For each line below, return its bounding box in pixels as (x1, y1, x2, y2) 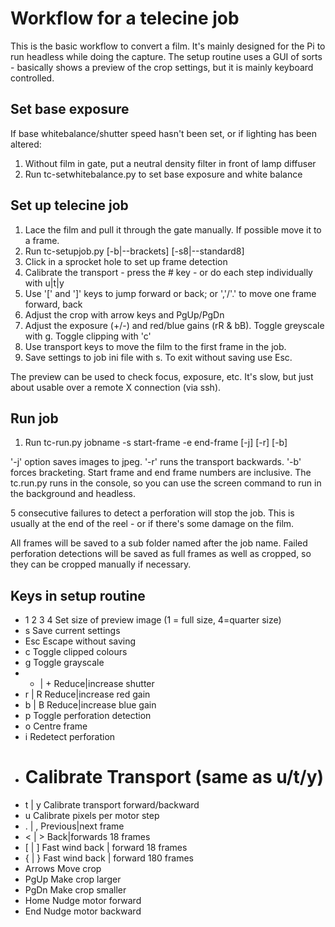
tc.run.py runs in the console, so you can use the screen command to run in (10, 477, 322, 489)
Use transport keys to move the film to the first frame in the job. (24, 340, 287, 352)
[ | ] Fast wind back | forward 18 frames (24, 842, 188, 854)
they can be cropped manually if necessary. (10, 558, 192, 571)
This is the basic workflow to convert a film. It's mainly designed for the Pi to (10, 40, 326, 52)
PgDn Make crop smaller (24, 884, 127, 896)
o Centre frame (24, 720, 88, 732)
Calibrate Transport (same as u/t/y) (24, 766, 325, 789)
